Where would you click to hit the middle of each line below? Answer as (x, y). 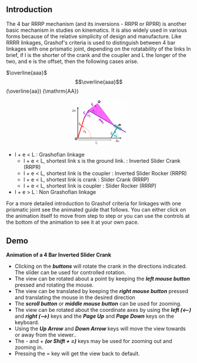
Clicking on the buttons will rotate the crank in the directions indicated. (101, 266)
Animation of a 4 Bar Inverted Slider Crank (59, 255)
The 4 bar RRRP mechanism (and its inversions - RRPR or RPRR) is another (96, 23)
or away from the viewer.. (45, 335)
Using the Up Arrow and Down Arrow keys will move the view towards (100, 329)
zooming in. (29, 347)
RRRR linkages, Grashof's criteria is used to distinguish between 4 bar (91, 42)
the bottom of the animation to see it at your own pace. (73, 222)
